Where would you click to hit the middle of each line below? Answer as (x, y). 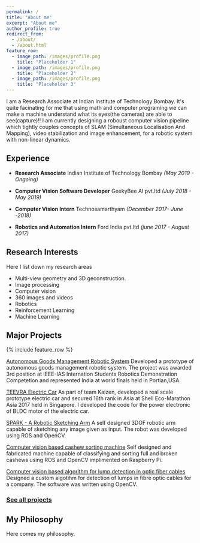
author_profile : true (33, 28)
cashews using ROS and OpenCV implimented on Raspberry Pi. (84, 460)
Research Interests (42, 252)
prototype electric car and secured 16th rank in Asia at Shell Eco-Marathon (98, 398)
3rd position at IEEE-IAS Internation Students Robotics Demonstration (92, 374)
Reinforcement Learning (45, 310)
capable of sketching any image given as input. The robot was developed (97, 429)
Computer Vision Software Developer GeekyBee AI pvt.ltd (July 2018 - (103, 191)
